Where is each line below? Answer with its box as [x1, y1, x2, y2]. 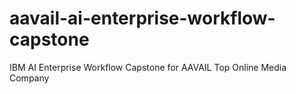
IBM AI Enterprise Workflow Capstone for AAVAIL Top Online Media [9, 61, 287, 73]
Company [9, 72, 50, 84]
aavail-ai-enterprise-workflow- [9, 7, 276, 30]
